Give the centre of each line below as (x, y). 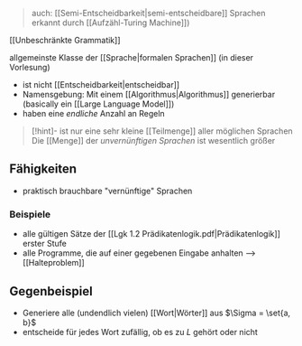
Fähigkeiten (43, 169)
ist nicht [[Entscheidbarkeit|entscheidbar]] (101, 84)
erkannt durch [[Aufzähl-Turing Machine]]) (110, 23)
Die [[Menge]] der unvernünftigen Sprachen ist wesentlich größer (153, 140)
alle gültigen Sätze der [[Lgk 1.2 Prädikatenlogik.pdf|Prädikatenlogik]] (151, 234)
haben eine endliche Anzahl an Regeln (93, 113)
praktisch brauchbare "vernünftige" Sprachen (107, 191)
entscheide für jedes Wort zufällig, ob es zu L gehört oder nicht (140, 332)
